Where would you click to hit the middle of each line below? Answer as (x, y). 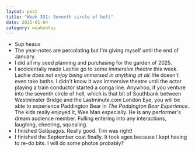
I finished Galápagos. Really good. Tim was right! (73, 131)
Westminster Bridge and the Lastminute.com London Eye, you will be (97, 100)
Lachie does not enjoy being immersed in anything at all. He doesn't (97, 75)
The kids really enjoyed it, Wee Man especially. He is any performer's (97, 112)
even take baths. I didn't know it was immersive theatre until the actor (98, 82)
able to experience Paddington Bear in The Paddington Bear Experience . (102, 106)
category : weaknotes (31, 28)
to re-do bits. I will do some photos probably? (69, 143)
